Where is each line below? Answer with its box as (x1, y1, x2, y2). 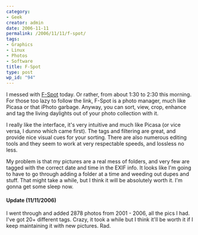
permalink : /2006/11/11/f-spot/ (6, 31, 86, 37)
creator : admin (6, 20, 44, 25)
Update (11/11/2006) (6, 197, 57, 204)
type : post (6, 69, 33, 75)
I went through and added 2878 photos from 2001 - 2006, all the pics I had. (6, 210, 190, 217)
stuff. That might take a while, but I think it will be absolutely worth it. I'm (6, 177, 183, 184)
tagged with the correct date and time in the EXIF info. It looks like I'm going (6, 164, 191, 172)
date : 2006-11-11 (6, 25, 49, 31)
